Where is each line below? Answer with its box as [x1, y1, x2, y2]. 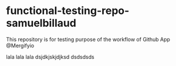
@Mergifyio [6, 42, 35, 49]
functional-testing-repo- [6, 4, 130, 18]
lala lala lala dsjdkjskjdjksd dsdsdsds [6, 53, 95, 60]
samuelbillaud [6, 16, 76, 30]
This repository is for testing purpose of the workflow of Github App [6, 36, 170, 43]
